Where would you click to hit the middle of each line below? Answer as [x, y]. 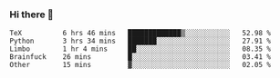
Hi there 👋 [32, 15]
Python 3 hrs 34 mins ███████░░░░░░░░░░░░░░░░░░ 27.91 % [140, 41]
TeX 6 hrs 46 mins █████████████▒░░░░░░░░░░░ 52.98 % [140, 34]
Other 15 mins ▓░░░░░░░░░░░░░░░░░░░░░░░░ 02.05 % [140, 65]
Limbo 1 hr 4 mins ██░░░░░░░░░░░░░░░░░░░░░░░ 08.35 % [140, 49]
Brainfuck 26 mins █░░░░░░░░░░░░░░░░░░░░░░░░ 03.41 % [140, 57]
